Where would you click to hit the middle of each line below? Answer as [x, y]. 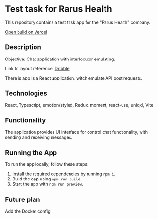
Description [23, 47]
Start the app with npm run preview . [48, 184]
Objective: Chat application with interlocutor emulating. [60, 59]
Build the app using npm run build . [47, 179]
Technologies [26, 93]
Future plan [23, 199]
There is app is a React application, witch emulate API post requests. [74, 78]
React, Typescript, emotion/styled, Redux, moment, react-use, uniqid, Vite [79, 105]
